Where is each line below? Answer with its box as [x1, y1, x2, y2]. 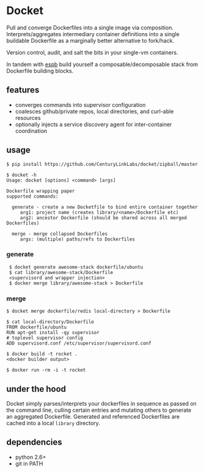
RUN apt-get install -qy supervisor [6, 330, 100, 336]
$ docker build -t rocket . [6, 351, 78, 357]
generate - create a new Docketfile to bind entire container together [12, 204, 199, 210]
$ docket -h [6, 172, 37, 178]
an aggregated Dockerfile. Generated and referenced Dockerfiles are [6, 412, 180, 420]
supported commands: [6, 193, 59, 199]
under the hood [6, 384, 66, 394]
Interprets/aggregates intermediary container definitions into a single [6, 30, 180, 37]
